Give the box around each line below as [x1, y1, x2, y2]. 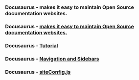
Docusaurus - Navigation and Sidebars [5, 55, 99, 62]
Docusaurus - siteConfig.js [5, 68, 71, 75]
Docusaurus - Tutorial [5, 42, 58, 49]
